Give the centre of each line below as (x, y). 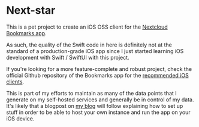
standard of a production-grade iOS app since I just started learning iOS (95, 51)
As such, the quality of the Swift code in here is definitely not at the (89, 45)
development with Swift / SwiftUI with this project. (68, 57)
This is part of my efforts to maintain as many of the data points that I (91, 93)
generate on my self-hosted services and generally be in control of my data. (100, 100)
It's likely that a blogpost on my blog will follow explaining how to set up (95, 106)
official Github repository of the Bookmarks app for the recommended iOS (97, 75)
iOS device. (20, 118)
